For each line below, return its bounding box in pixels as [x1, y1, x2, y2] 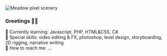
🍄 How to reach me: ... [5, 45, 52, 51]
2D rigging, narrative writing [5, 40, 64, 46]
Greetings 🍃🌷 [5, 17, 38, 24]
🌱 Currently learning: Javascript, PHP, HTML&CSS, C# [5, 29, 118, 35]
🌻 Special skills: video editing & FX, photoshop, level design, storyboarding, [5, 34, 162, 40]
